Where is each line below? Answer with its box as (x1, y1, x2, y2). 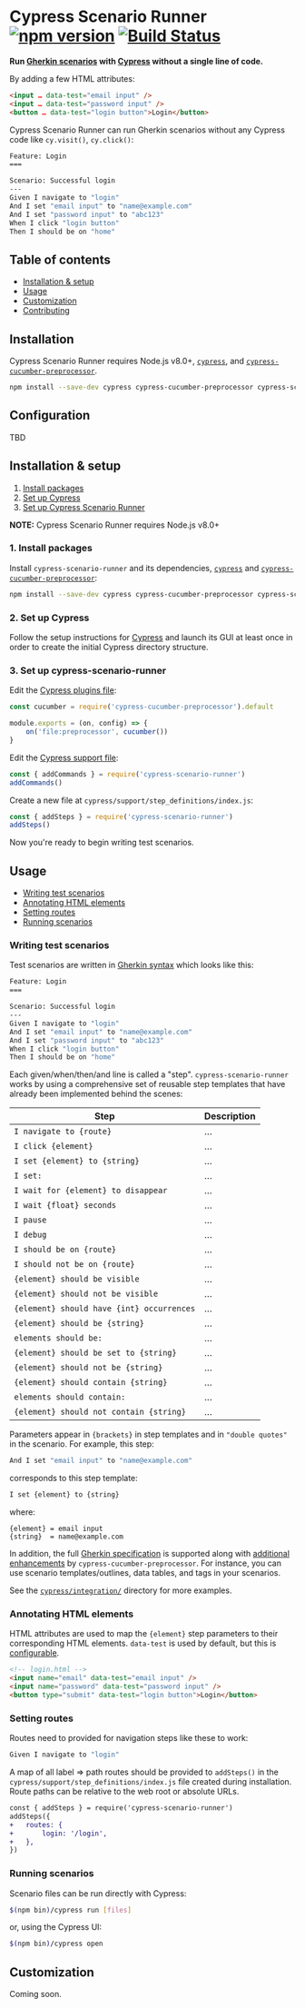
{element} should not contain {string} (14, 1407, 186, 1418)
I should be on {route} (14, 1244, 117, 1255)
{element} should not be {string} (14, 1362, 163, 1373)
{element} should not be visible (14, 1289, 159, 1300)
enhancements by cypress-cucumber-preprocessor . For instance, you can (9, 1558, 281, 1568)
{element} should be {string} (14, 1319, 145, 1329)
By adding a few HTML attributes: (9, 73, 135, 84)
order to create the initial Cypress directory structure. (9, 642, 209, 653)
